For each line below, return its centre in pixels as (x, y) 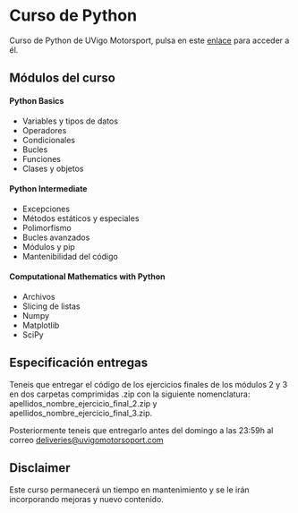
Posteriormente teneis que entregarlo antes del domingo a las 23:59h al (141, 430)
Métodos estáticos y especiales (81, 218)
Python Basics (37, 100)
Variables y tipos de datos (70, 121)
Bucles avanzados (56, 237)
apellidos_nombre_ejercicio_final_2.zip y (83, 403)
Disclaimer (40, 468)
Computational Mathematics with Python (87, 277)
